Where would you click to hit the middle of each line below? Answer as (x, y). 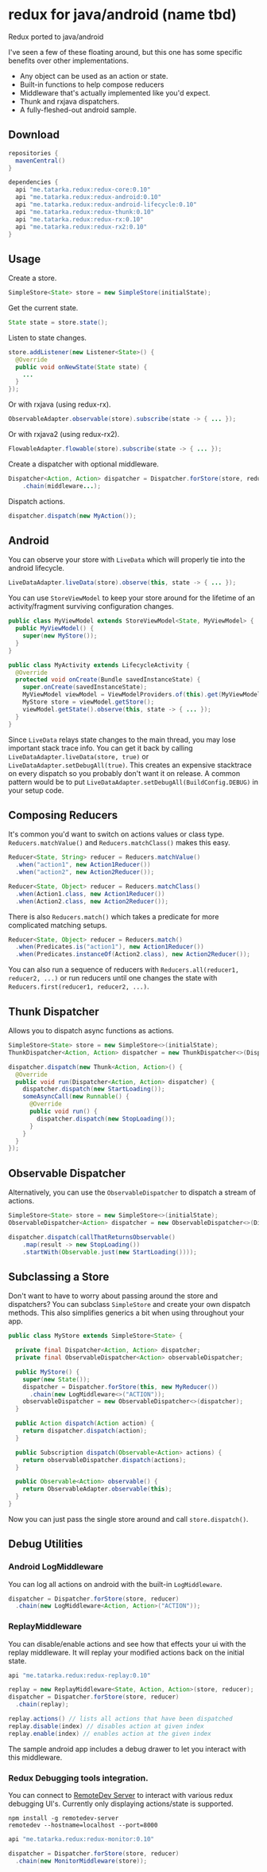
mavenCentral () (41, 161)
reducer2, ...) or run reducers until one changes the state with (113, 978)
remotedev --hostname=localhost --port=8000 (83, 1825)
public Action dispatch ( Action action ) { (85, 1423)
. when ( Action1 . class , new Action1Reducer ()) (90, 894)
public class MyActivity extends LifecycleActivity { (99, 665)
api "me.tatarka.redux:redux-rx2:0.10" (81, 227)
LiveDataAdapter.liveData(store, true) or (79, 756)
